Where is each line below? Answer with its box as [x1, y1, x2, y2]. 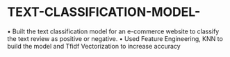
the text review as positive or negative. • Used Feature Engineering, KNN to [7, 34, 224, 42]
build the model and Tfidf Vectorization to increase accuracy [7, 42, 181, 50]
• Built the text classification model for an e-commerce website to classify [7, 27, 220, 35]
